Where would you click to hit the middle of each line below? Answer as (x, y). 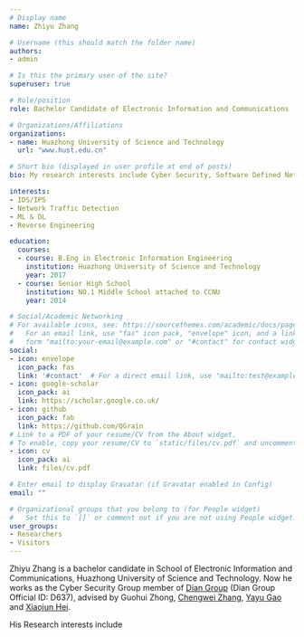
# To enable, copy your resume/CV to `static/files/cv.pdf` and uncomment (153, 443)
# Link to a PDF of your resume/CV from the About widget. (123, 434)
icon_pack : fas (46, 367)
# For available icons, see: (64, 325)
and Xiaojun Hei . (40, 607)
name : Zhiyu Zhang (44, 26)
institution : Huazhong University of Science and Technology (143, 267)
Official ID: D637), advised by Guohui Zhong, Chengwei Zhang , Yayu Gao (146, 597)
